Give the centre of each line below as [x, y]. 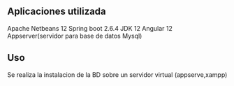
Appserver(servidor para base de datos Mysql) [75, 36]
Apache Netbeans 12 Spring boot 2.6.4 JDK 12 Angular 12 [90, 28]
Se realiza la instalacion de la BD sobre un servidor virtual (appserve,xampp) [117, 74]
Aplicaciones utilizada [57, 12]
